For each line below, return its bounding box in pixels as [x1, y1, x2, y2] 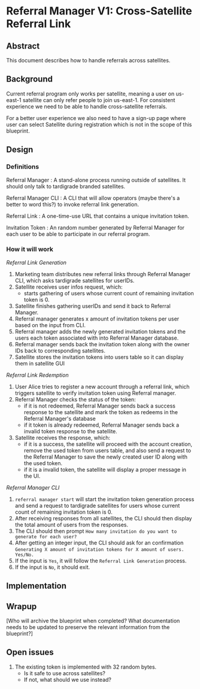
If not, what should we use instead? [23, 676, 112, 683]
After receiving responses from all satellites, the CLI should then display [14, 514, 192, 522]
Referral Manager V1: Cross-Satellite [6, 4, 193, 18]
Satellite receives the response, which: [14, 434, 111, 441]
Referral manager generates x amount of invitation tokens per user [14, 315, 180, 322]
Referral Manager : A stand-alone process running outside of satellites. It [6, 176, 186, 184]
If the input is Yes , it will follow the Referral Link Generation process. [14, 557, 187, 564]
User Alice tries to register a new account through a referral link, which [14, 383, 190, 390]
